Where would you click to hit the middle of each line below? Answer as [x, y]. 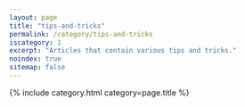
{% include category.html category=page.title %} [99, 92]
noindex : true [36, 59]
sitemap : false [37, 68]
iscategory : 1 [36, 42]
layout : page [33, 17]
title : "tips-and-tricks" [57, 26]
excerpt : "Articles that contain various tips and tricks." [123, 51]
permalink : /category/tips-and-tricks [81, 34]
